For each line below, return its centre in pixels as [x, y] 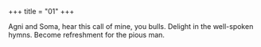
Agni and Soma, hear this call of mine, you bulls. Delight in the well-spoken [131, 26]
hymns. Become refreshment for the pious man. [87, 35]
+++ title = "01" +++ [41, 11]
